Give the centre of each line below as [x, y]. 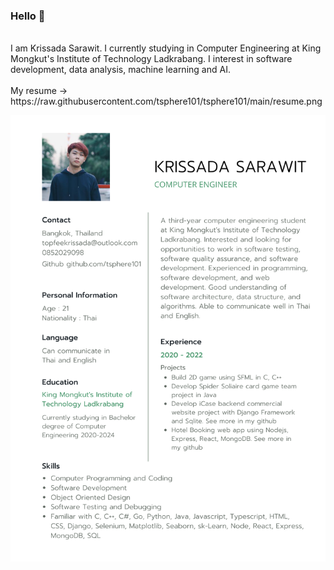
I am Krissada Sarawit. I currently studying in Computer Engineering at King [166, 48]
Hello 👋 [28, 16]
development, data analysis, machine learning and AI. [120, 70]
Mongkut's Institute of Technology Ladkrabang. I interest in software [151, 59]
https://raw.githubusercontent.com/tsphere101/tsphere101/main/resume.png [166, 101]
